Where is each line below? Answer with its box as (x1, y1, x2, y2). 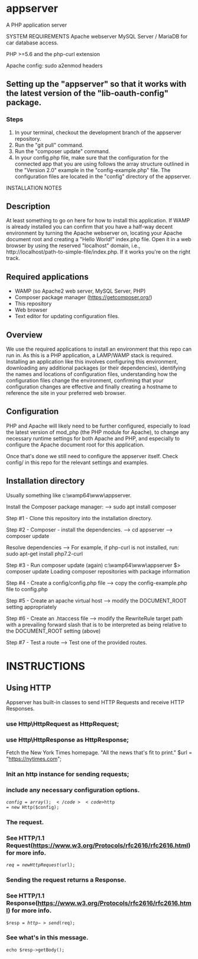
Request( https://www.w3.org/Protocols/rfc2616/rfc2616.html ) (6, 841, 191, 850)
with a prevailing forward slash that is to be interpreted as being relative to (6, 621, 187, 628)
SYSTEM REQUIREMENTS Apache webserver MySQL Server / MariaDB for (6, 33, 188, 40)
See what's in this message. (6, 934, 89, 942)
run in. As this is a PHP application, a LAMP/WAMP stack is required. (6, 352, 173, 359)
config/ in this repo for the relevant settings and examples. (6, 459, 149, 466)
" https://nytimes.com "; (6, 755, 62, 762)
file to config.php (6, 585, 48, 592)
